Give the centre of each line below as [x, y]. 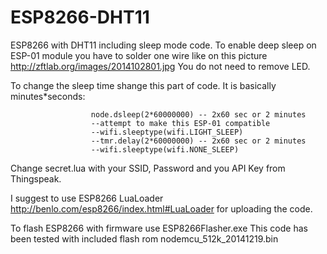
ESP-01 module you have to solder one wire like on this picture [139, 55]
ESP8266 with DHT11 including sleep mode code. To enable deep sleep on [163, 45]
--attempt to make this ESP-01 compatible [180, 123]
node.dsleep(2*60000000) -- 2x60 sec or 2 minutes [198, 114]
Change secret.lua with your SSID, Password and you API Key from [148, 168]
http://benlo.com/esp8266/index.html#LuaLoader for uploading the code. [161, 208]
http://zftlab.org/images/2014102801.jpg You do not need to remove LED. [160, 66]
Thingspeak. [36, 178]
